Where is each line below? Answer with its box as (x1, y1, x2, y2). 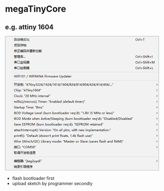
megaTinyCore (5, 3, 66, 15)
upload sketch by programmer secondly (12, 181, 93, 187)
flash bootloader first (12, 175, 55, 181)
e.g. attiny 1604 (5, 23, 54, 31)
